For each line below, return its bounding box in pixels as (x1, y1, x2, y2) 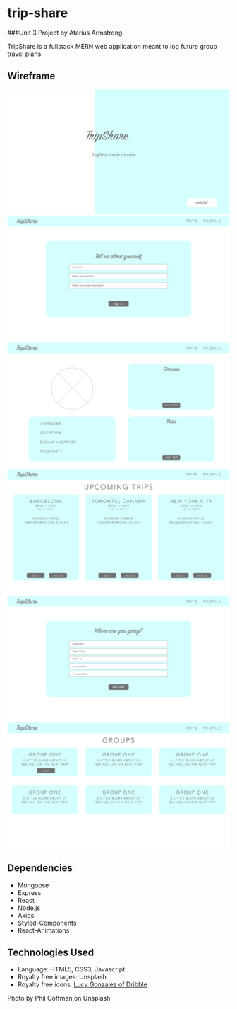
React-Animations (17, 926, 70, 935)
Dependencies (7, 862, 73, 875)
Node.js (17, 904, 41, 912)
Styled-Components (17, 918, 77, 927)
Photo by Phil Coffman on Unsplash (7, 994, 111, 1003)
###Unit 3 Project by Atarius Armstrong (7, 28, 123, 37)
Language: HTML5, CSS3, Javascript (17, 965, 126, 974)
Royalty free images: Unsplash (17, 973, 107, 981)
